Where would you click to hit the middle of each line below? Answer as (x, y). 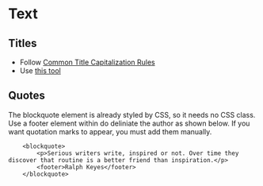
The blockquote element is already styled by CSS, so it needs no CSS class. (132, 114)
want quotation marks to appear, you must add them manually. (110, 131)
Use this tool (40, 71)
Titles (23, 43)
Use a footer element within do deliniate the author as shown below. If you (129, 123)
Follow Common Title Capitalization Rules (88, 62)
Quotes (27, 96)
